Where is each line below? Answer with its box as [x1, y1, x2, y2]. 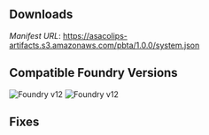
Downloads [9, 7, 74, 22]
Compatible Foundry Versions [9, 65, 179, 80]
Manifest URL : [9, 30, 62, 41]
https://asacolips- [63, 30, 128, 41]
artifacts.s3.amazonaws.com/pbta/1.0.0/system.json [9, 40, 200, 50]
